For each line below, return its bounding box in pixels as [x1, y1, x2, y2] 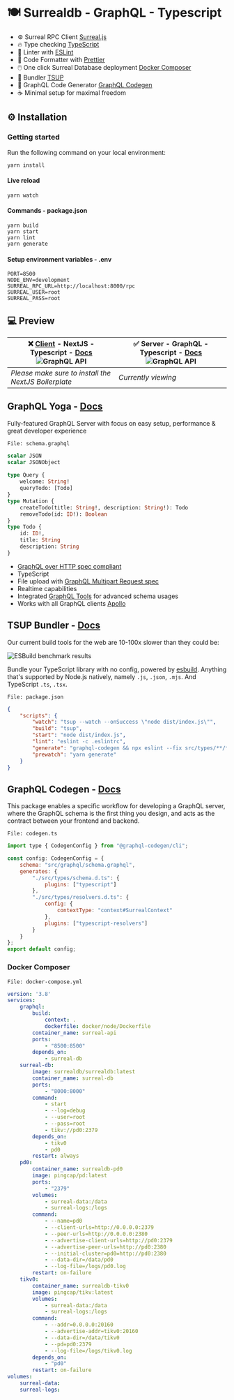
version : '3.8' [7, 990, 52, 997]
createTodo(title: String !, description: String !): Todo [19, 504, 189, 511]
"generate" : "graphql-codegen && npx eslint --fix [32, 744, 182, 752]
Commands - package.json [7, 207, 88, 215]
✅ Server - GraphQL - [133, 339, 209, 349]
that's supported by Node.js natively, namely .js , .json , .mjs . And [7, 672, 196, 680]
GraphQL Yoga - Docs [7, 401, 103, 412]
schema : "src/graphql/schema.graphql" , [19, 861, 136, 868]
